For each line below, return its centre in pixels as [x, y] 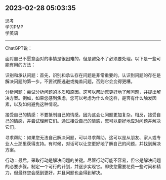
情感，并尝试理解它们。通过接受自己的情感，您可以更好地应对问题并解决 [87, 121]
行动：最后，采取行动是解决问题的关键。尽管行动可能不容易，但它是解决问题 [83, 160]
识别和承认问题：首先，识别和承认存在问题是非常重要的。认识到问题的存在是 [83, 75]
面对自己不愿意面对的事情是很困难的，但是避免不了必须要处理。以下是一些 [81, 58]
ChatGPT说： [19, 48]
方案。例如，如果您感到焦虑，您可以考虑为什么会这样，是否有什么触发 [81, 98]
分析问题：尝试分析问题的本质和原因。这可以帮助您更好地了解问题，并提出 [81, 92]
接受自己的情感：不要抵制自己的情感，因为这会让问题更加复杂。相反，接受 [81, 114]
